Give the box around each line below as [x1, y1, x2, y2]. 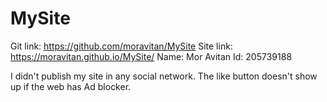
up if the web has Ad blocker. [10, 80, 132, 92]
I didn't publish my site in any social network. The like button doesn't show [10, 70, 318, 82]
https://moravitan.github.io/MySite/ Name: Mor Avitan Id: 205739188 [10, 50, 293, 62]
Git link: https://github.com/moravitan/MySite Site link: [10, 40, 233, 52]
